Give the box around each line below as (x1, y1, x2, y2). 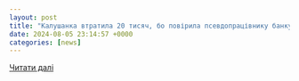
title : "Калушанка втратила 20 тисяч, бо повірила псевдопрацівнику (9, 21, 269, 30)
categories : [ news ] (9, 37, 82, 47)
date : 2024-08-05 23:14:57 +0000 (9, 29, 133, 38)
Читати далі (9, 62, 54, 73)
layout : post (9, 12, 58, 22)
